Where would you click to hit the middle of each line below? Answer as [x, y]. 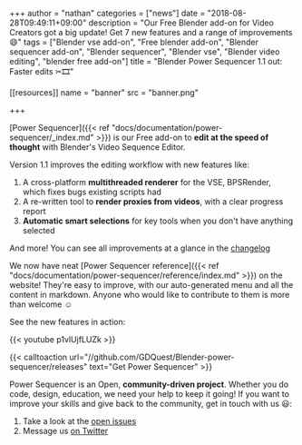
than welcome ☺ [41, 304]
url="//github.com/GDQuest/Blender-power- [152, 357]
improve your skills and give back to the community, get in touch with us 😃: [151, 404]
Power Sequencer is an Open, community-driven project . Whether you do [149, 384]
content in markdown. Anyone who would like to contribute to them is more [150, 295]
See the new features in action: [68, 322]
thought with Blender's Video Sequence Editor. [97, 147]
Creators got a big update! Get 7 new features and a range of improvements [151, 32]
